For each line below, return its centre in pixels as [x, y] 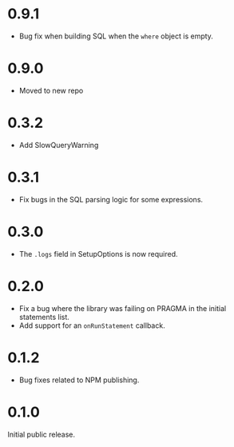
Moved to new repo [51, 90]
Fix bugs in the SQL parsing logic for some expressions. [111, 199]
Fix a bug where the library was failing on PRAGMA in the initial [123, 308]
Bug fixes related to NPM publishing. [79, 380]
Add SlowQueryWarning [59, 145]
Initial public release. [42, 434]
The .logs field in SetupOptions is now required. [98, 253]
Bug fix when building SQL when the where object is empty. [116, 36]
